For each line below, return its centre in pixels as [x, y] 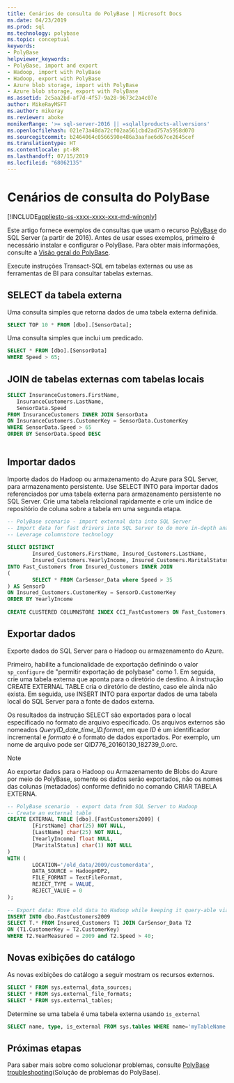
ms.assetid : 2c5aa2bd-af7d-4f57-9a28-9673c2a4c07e [82, 98]
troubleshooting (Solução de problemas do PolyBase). [84, 1073]
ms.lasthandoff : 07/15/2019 [48, 157]
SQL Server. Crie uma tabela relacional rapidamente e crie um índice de [110, 501]
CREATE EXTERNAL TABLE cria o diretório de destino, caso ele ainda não [112, 686]
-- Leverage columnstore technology [60, 534]
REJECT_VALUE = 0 [57, 891]
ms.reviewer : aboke [36, 117]
